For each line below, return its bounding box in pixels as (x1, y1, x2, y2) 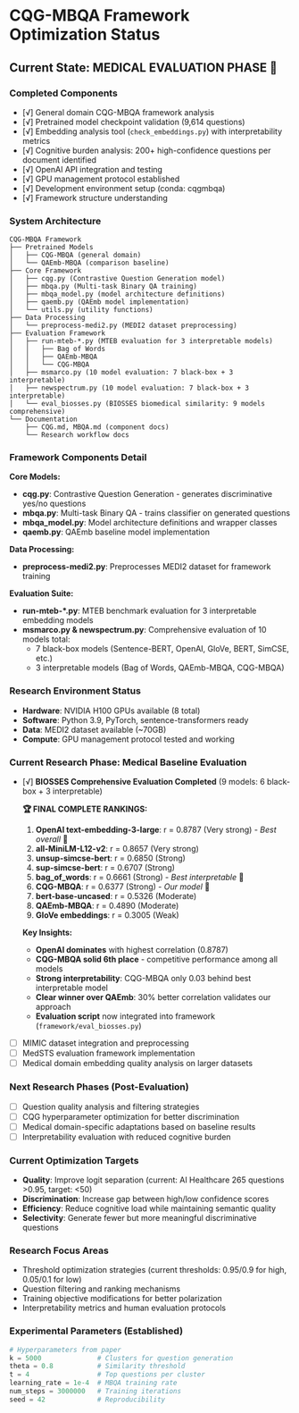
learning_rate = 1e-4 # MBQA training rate (9, 1378, 178, 1388)
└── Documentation (9, 415, 78, 425)
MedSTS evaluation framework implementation (21, 1047, 195, 1059)
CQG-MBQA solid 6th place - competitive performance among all (35, 954, 278, 965)
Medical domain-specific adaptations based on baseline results (21, 1121, 256, 1131)
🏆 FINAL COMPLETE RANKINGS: (21, 803, 148, 814)
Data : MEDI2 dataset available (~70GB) (21, 724, 167, 735)
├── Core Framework (9, 266, 82, 275)
